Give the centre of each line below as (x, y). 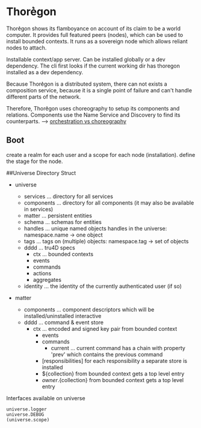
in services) (39, 209)
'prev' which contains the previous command (107, 354)
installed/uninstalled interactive (63, 316)
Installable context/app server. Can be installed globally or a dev (86, 59)
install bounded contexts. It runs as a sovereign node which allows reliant (97, 41)
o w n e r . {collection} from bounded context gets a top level (113, 380)
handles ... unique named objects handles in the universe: (95, 228)
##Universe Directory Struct (41, 173)
